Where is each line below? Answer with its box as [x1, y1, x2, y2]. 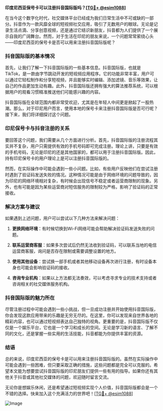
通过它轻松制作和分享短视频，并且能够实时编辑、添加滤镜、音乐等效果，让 [9, 77, 158, 83]
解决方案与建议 [5, 203, 40, 210]
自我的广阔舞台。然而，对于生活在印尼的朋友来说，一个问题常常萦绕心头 [9, 34, 154, 39]
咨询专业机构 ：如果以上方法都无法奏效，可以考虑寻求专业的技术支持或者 [12, 275, 157, 280]
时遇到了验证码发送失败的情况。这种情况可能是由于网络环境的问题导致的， [5, 171, 154, 177]
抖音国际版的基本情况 [5, 53, 55, 59]
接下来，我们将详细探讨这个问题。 [5, 112, 73, 117]
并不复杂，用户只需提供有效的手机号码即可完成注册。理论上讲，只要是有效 [9, 143, 158, 149]
